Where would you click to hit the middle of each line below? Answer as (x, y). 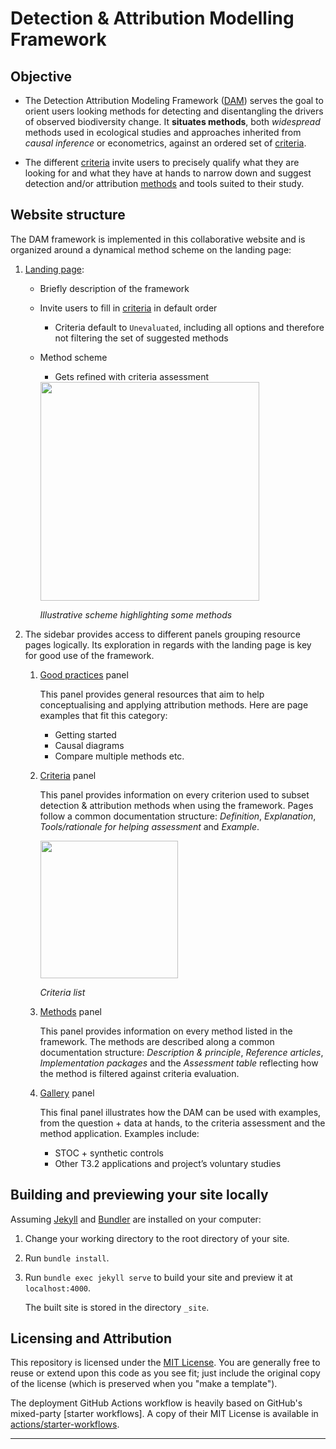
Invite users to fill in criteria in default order (128, 308)
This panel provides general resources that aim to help (152, 694)
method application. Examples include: (119, 1133)
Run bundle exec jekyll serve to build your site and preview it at (158, 1277)
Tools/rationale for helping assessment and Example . (149, 826)
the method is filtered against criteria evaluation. (139, 1073)
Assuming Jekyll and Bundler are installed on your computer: (136, 1219)
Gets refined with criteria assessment (131, 376)
